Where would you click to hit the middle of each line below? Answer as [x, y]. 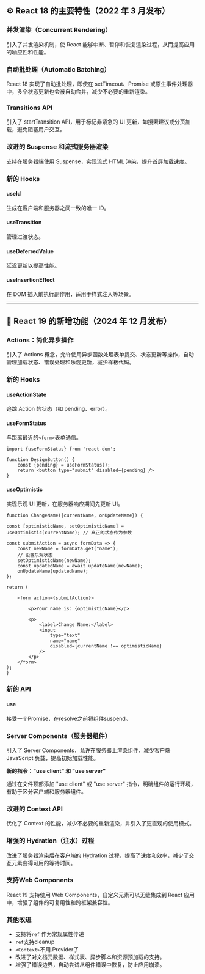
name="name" [65, 641]
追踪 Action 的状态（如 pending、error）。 [59, 409]
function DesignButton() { [41, 460]
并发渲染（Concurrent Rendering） [59, 30]
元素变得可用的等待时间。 [44, 863]
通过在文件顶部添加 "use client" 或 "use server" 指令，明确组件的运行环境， [101, 784]
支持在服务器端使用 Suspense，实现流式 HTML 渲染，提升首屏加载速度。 [98, 161]
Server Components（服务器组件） [59, 736]
